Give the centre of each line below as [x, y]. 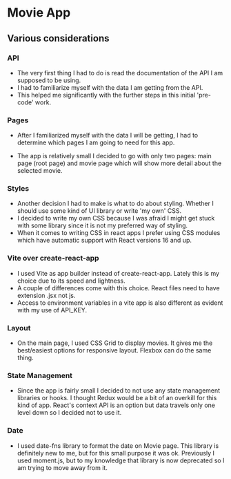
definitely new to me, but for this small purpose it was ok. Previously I [116, 453]
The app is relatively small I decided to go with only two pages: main [114, 156]
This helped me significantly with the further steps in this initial [106, 95]
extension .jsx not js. [46, 295]
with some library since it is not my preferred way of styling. [102, 225]
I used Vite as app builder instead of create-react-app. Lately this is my [118, 273]
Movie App [39, 13]
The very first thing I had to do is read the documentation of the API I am [120, 73]
